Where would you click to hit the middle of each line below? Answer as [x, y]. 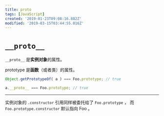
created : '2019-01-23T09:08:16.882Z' [43, 19]
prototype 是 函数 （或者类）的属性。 [41, 70]
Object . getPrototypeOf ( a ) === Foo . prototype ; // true [63, 79]
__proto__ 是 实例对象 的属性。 [35, 59]
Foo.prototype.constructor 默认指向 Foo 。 [49, 108]
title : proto [18, 10]
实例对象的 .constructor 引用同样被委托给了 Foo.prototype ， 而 [70, 102]
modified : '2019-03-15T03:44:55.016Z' [44, 23]
